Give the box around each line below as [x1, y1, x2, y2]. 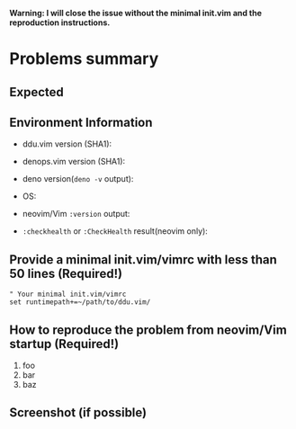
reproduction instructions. [9, 17, 111, 28]
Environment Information [9, 114, 153, 130]
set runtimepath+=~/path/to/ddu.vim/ [9, 298, 151, 307]
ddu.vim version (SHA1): [22, 139, 112, 149]
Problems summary [9, 49, 159, 69]
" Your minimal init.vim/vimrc [9, 290, 127, 299]
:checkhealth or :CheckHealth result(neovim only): [22, 226, 209, 237]
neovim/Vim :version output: [22, 209, 130, 219]
